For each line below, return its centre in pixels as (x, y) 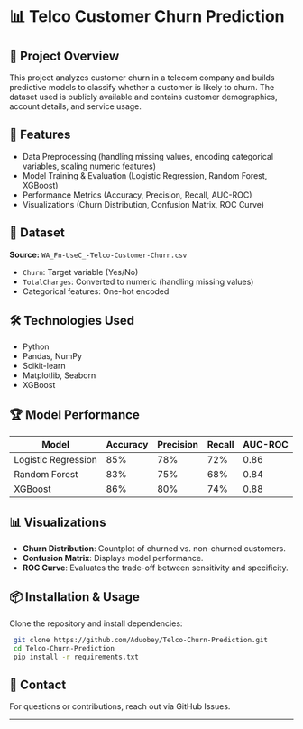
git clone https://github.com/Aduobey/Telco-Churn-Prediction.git (141, 640)
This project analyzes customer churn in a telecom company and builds (142, 78)
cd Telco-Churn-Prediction (64, 648)
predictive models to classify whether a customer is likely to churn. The (142, 87)
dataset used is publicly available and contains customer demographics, (143, 97)
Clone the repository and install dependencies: (96, 623)
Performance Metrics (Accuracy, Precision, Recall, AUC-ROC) (137, 195)
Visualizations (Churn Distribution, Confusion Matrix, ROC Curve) (143, 204)
